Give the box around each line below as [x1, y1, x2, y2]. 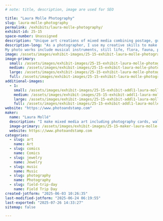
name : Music [14, 169, 38, 174]
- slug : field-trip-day [9, 182, 57, 187]
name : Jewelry [14, 160, 42, 164]
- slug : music [9, 164, 38, 169]
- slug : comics [9, 146, 40, 151]
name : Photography [14, 177, 51, 183]
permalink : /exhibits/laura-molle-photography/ [5, 25, 103, 29]
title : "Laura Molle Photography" [5, 15, 75, 21]
